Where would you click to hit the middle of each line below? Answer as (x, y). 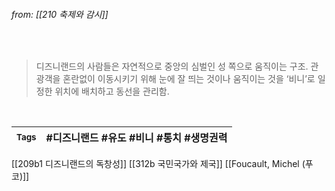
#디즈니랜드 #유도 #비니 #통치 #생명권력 (136, 138)
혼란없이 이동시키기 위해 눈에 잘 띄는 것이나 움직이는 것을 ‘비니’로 (189, 79)
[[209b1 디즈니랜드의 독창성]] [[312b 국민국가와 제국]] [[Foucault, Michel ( (158, 164)
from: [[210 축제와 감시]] (60, 14)
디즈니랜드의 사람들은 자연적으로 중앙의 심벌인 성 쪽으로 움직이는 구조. (172, 66)
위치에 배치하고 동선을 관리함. (112, 91)
